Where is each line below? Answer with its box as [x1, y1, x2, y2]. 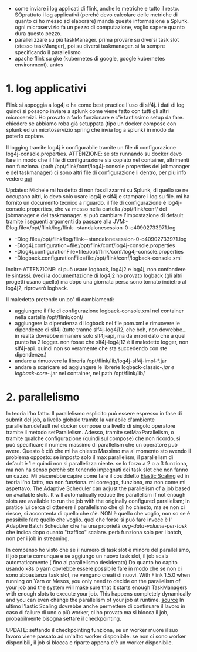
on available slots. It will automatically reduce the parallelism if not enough [6, 491, 186, 498]
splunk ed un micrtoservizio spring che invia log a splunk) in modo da [6, 126, 174, 133]
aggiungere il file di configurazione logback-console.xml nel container [14, 307, 184, 314]
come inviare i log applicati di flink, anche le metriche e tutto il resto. [14, 5, 180, 12]
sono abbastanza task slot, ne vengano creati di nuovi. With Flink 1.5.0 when [6, 571, 191, 578]
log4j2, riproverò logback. [6, 284, 69, 291]
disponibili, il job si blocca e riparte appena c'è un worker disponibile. [6, 638, 174, 646]
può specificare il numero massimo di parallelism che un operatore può [6, 441, 178, 448]
